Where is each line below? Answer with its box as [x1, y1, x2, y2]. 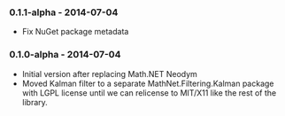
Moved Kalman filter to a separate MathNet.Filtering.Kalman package [21, 78, 274, 89]
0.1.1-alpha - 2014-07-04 [9, 6, 119, 19]
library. [21, 97, 49, 107]
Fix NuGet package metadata [21, 27, 129, 37]
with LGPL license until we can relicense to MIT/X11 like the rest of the [21, 87, 277, 98]
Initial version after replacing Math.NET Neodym [21, 68, 197, 79]
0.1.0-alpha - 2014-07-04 [9, 49, 121, 61]
